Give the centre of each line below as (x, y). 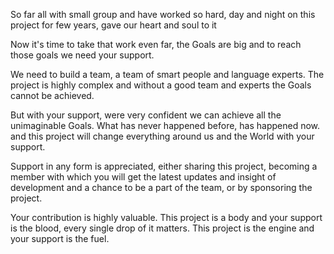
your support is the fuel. (60, 238)
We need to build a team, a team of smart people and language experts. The (167, 74)
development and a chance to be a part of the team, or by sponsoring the (161, 187)
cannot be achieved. (52, 95)
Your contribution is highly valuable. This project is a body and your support (166, 217)
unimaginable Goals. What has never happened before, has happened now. (165, 125)
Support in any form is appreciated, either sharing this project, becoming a (164, 166)
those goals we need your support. (82, 55)
